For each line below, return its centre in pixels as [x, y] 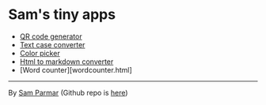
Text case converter [52, 44]
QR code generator [51, 36]
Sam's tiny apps [62, 15]
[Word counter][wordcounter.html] [76, 69]
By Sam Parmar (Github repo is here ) [68, 92]
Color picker [40, 53]
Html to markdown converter [66, 62]
